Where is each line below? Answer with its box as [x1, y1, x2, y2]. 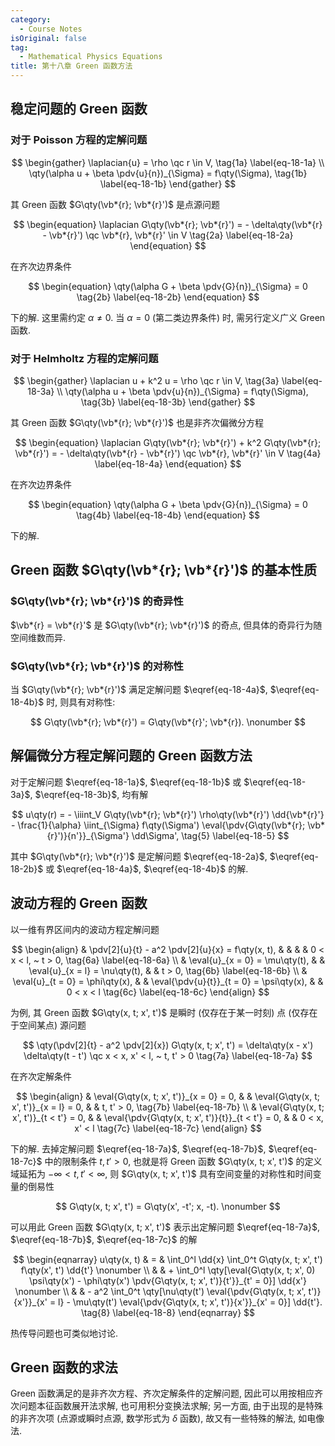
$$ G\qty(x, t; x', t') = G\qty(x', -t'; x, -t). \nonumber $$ [55, 1200, 281, 1212]
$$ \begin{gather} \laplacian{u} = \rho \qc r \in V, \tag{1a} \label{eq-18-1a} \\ [11, 156, 325, 168]
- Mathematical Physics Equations [19, 52, 163, 62]
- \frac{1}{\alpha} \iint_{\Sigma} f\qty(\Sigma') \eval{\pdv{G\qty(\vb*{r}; [10, 819, 306, 831]
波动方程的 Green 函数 [10, 895, 148, 912]
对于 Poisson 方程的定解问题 [10, 133, 148, 147]
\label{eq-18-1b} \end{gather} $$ [99, 177, 237, 190]
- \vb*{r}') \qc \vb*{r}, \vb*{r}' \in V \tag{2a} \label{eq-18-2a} [42, 229, 294, 241]
